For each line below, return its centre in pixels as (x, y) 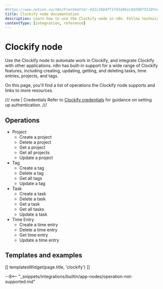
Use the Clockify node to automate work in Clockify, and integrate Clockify (80, 61)
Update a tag (32, 183)
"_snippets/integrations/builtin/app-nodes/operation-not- (76, 276)
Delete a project (35, 142)
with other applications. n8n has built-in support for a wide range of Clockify (81, 65)
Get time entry (34, 235)
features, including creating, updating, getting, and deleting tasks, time (76, 71)
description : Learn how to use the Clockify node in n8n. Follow (72, 18)
